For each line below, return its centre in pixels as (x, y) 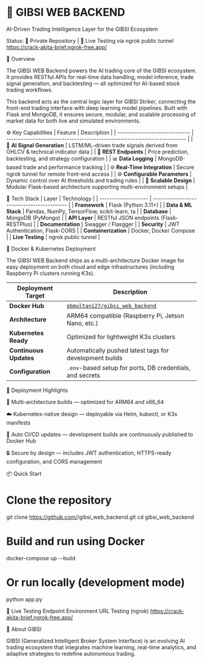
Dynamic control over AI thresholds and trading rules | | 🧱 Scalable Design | (101, 180)
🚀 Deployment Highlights (37, 390)
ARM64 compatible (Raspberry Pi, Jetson (125, 315)
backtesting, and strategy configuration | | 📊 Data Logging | (82, 158)
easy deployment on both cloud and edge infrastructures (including (90, 267)
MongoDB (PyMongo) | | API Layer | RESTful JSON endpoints (83, 217)
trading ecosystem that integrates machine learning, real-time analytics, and (101, 647)
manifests (18, 423)
